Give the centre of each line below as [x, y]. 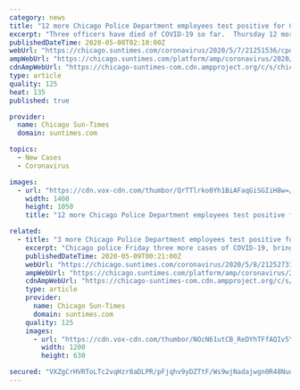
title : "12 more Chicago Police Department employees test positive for [147, 26]
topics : [24, 149]
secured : [25, 372]
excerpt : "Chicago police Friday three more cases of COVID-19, [147, 248]
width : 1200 [64, 348]
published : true [39, 100]
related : [25, 232]
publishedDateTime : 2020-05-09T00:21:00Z [103, 256]
